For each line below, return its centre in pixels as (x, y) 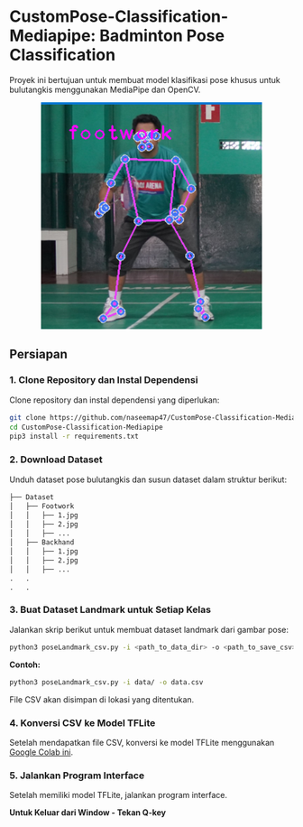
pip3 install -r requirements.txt (74, 437)
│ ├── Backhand (42, 542)
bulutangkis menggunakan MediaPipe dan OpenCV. (105, 89)
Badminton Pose (162, 36)
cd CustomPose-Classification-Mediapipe (87, 427)
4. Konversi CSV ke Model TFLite (83, 722)
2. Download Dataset (56, 460)
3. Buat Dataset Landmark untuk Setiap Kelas (110, 609)
